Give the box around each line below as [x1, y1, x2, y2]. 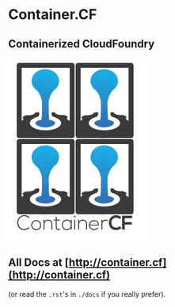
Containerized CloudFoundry [8, 37, 155, 51]
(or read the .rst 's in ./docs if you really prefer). [8, 289, 166, 298]
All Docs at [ [8, 256, 70, 270]
